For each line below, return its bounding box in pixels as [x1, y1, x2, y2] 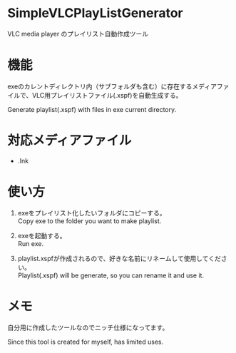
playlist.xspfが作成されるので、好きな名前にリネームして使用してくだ [17, 254, 221, 262]
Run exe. [17, 239, 44, 247]
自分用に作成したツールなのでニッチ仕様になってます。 [7, 323, 169, 332]
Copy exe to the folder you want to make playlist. [17, 216, 162, 225]
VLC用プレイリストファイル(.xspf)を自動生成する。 [31, 91, 183, 99]
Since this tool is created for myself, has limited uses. [7, 337, 164, 346]
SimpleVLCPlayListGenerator [7, 5, 183, 21]
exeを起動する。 [17, 231, 66, 240]
